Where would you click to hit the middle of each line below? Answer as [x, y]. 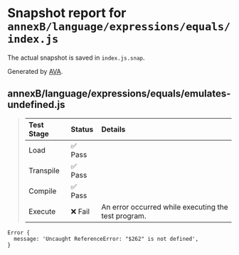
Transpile [44, 170]
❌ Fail [80, 211]
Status [82, 129]
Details [113, 129]
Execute [42, 211]
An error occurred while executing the [165, 207]
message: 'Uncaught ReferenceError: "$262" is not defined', [106, 239]
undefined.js [36, 105]
